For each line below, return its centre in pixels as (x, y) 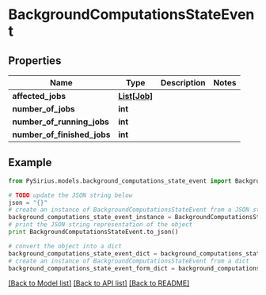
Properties (35, 61)
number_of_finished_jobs (61, 134)
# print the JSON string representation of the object (101, 225)
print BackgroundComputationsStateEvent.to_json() (93, 232)
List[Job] (136, 96)
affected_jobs (39, 96)
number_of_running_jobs (61, 122)
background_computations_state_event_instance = (90, 217)
